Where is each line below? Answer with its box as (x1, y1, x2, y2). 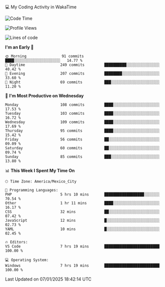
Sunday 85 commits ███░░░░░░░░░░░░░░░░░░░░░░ (5, 154, 160, 159)
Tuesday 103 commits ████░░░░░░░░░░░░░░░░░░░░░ (5, 111, 160, 116)
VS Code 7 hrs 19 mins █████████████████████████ (5, 244, 160, 249)
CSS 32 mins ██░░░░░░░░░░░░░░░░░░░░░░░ (5, 209, 160, 214)
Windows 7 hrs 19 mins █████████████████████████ (5, 263, 160, 268)
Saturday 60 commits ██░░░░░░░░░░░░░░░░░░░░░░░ (5, 145, 160, 150)
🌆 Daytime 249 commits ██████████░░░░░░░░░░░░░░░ (5, 62, 160, 67)
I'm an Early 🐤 (5, 44, 34, 50)
